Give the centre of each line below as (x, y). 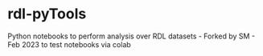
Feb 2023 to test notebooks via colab (70, 44)
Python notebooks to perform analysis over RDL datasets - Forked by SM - (131, 36)
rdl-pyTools (47, 14)
